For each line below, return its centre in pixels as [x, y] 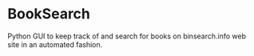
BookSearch [49, 14]
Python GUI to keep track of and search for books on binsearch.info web [127, 36]
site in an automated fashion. [55, 44]
